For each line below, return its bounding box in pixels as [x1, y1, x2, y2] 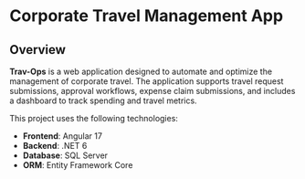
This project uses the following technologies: [9, 113, 178, 123]
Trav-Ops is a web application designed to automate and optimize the [9, 66, 272, 77]
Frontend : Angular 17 [22, 131, 103, 142]
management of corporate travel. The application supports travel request [9, 76, 284, 87]
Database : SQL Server [22, 150, 108, 161]
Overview [9, 42, 67, 58]
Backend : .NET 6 [22, 141, 88, 151]
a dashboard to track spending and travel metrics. [9, 95, 198, 106]
